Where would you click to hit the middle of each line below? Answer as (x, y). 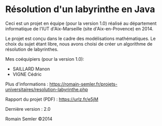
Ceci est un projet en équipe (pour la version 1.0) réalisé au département (81, 23)
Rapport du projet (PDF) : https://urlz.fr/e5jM (52, 99)
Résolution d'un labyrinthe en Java (80, 9)
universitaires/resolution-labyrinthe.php (46, 89)
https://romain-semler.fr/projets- (84, 84)
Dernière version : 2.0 (28, 109)
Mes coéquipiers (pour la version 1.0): (45, 59)
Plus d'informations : (27, 84)
